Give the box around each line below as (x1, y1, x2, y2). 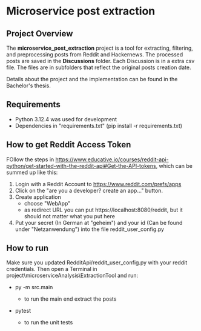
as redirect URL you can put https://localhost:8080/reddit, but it (24, 206, 183, 213)
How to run (6, 243, 49, 253)
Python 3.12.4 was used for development (15, 115, 117, 122)
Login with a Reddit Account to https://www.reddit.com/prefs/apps (15, 180, 182, 187)
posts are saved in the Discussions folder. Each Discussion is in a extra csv (6, 58, 195, 64)
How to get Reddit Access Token (6, 139, 131, 150)
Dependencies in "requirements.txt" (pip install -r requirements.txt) (15, 122, 183, 129)
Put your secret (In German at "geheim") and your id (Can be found (15, 219, 183, 226)
